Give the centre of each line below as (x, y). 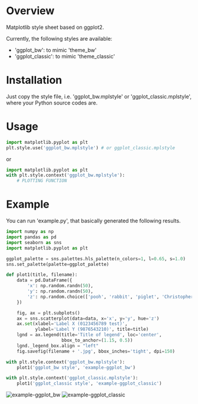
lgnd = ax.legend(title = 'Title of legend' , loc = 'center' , (89, 335)
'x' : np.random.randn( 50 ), (60, 286)
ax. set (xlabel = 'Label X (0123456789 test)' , (72, 324)
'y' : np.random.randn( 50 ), (60, 291)
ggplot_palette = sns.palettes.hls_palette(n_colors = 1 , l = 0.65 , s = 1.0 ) (96, 259)
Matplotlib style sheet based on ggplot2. (55, 27)
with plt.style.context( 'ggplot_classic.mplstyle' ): (72, 378)
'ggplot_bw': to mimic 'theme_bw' (56, 50)
